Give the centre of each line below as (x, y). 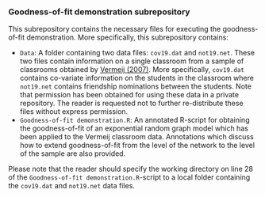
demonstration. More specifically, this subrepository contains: (127, 37)
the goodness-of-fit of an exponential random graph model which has (134, 128)
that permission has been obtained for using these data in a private (129, 95)
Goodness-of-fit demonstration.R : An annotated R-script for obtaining (134, 120)
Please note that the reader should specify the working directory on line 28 (131, 169)
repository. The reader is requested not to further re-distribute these (131, 103)
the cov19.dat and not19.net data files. (71, 186)
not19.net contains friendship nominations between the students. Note (136, 86)
